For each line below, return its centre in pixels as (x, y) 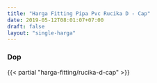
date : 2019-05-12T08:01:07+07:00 (56, 20)
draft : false (26, 26)
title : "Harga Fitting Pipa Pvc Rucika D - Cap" (79, 13)
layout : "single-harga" (42, 33)
